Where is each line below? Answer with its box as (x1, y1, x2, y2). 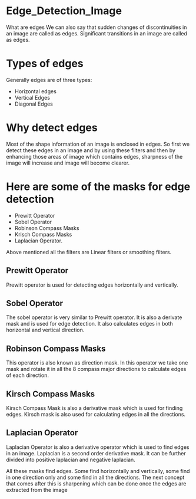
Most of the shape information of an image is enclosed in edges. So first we (6, 140, 190, 147)
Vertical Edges (14, 94, 50, 101)
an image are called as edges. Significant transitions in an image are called (6, 29, 187, 37)
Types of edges (6, 57, 84, 70)
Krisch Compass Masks (14, 231, 72, 238)
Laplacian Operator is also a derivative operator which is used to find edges (6, 444, 190, 451)
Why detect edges (6, 121, 98, 134)
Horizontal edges (14, 87, 57, 95)
